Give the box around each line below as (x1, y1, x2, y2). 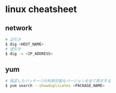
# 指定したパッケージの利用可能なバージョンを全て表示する (5, 78, 111, 84)
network (5, 24, 33, 32)
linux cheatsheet (5, 4, 77, 15)
